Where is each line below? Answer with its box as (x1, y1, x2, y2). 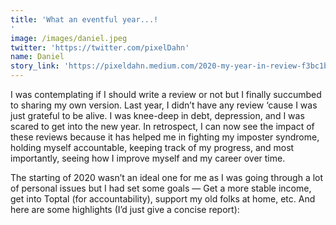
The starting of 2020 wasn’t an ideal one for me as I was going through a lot (10, 172, 324, 183)
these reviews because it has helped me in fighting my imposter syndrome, (10, 131, 320, 143)
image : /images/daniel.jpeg (10, 33, 128, 43)
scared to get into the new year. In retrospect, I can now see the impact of (10, 121, 315, 132)
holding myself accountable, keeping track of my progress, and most (10, 142, 295, 153)
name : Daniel (10, 52, 65, 62)
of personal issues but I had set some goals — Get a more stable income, (10, 182, 312, 194)
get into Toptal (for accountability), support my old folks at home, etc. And (10, 193, 316, 205)
